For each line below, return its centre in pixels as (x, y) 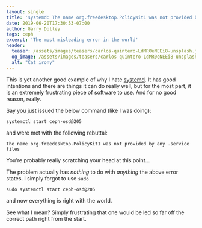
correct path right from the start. (46, 218)
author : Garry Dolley (33, 29)
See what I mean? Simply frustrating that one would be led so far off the (95, 212)
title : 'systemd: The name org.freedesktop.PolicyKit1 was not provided (99, 17)
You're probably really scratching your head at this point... (78, 160)
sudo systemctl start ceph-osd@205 (51, 189)
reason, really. (24, 99)
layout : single (25, 12)
